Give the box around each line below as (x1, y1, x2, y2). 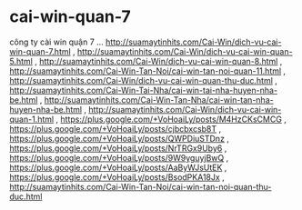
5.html (9, 55, 34, 66)
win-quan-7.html (9, 45, 71, 56)
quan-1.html (9, 114, 55, 125)
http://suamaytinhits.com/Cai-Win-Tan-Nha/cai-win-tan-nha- (44, 94, 275, 105)
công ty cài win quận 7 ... (9, 36, 105, 47)
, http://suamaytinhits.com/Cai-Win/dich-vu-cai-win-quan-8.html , (35, 55, 283, 66)
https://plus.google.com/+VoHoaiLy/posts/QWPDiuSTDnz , (9, 133, 230, 144)
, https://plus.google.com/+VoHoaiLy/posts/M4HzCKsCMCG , (55, 114, 287, 125)
